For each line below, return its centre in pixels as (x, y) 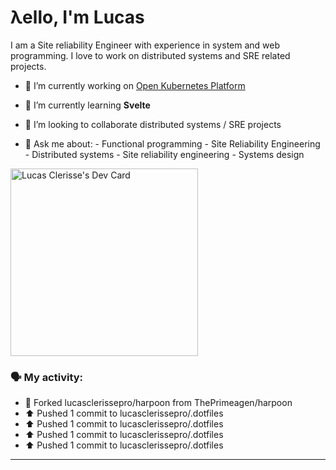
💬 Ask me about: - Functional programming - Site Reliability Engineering (172, 143)
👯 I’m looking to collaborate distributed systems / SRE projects (153, 124)
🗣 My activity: (47, 377)
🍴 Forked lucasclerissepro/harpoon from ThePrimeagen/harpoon (158, 403)
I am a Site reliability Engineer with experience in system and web (145, 45)
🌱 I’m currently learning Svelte (87, 105)
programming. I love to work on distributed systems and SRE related (150, 55)
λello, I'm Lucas (77, 17)
